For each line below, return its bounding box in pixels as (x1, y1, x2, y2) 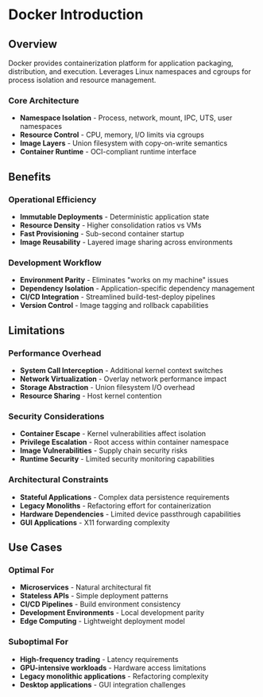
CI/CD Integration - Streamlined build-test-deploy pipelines (19, 292, 216, 302)
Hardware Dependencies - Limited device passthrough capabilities (19, 509, 241, 519)
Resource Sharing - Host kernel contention (19, 391, 162, 400)
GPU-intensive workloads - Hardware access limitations (19, 663, 207, 672)
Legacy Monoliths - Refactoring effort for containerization (19, 500, 211, 510)
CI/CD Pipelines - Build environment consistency (19, 599, 181, 609)
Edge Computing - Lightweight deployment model (19, 617, 185, 626)
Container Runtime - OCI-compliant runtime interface (19, 147, 197, 157)
